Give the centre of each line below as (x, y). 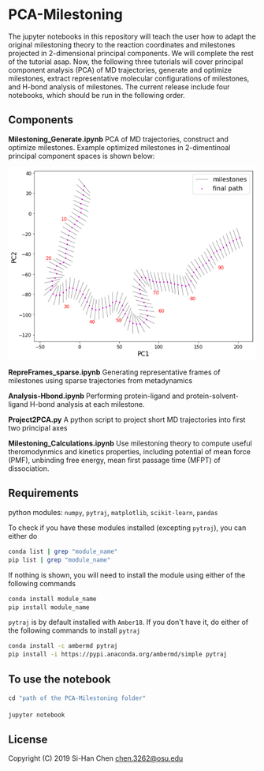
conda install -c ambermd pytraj (63, 646)
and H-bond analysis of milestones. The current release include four (119, 87)
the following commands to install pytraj (74, 630)
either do (23, 536)
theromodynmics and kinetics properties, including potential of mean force (129, 452)
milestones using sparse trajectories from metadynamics (100, 381)
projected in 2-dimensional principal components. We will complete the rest (131, 53)
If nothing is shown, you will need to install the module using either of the (127, 575)
